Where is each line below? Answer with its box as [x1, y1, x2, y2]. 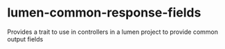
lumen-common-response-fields [7, 5, 201, 21]
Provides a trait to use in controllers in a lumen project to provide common [7, 28, 218, 36]
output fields [7, 35, 44, 43]
